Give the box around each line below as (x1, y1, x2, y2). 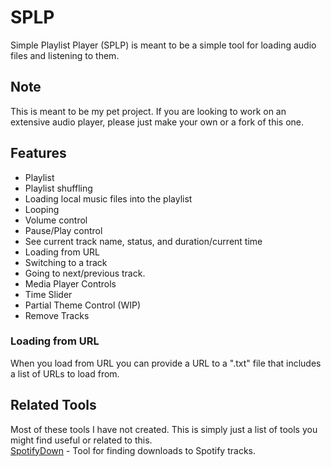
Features (10, 145, 67, 162)
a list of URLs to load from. (10, 367, 120, 380)
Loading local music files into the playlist (24, 192, 193, 205)
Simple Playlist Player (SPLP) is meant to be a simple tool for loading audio (10, 39, 317, 51)
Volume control (24, 214, 88, 226)
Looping (24, 203, 60, 215)
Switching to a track (24, 256, 108, 268)
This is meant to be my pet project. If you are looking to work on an (10, 105, 287, 117)
